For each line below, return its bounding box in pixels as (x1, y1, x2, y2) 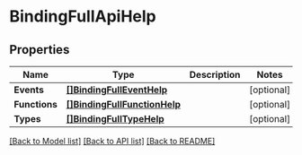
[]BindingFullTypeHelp (66, 113, 164, 125)
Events (13, 83, 45, 96)
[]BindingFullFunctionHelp (66, 99, 182, 110)
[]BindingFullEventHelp (66, 83, 168, 96)
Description (189, 69, 241, 81)
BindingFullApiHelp (9, 6, 156, 27)
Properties (9, 42, 70, 57)
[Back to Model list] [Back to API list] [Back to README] (9, 136, 216, 146)
